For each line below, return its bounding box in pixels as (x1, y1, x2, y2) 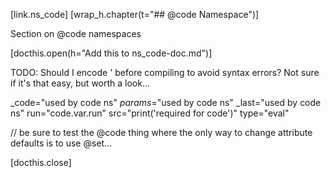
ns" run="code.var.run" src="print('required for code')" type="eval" (10, 107, 290, 119)
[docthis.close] (10, 157, 72, 168)
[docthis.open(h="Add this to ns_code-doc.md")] (10, 47, 213, 59)
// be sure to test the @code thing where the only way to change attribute (10, 127, 313, 138)
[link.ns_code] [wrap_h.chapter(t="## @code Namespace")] (10, 9, 260, 20)
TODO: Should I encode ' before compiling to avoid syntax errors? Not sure (10, 67, 320, 78)
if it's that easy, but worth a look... (10, 77, 151, 89)
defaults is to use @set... (10, 137, 113, 149)
